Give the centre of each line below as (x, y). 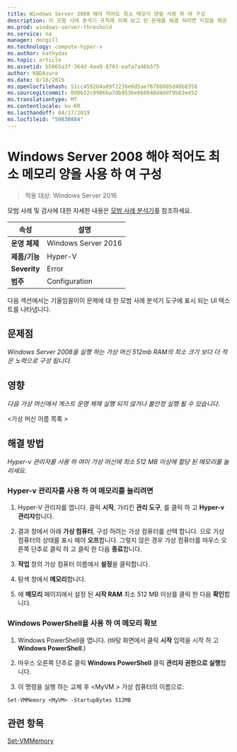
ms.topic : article (34, 60)
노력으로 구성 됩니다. (43, 361)
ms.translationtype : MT (42, 100)
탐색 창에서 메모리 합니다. (52, 579)
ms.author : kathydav (38, 54)
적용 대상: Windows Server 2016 (71, 195)
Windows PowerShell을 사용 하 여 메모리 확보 (82, 623)
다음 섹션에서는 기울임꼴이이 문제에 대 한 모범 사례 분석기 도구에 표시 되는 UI (112, 300)
